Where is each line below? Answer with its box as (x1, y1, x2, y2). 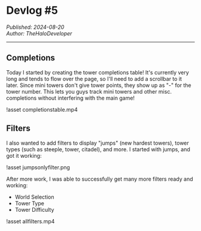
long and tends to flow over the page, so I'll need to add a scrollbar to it (6, 75, 182, 82)
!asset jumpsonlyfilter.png (6, 163, 71, 171)
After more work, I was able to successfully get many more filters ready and (6, 175, 193, 182)
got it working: (6, 152, 42, 159)
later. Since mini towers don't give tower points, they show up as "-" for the (6, 82, 191, 89)
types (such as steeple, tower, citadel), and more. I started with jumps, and (6, 145, 190, 153)
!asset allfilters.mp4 (6, 217, 55, 225)
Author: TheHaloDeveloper (6, 29, 72, 37)
